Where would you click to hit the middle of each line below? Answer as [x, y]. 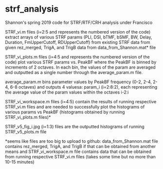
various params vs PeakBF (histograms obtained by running [65, 112]
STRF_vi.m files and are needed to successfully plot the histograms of [75, 107]
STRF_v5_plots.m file [26, 131]
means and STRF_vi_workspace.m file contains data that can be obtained [78, 151]
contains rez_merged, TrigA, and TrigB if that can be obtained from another [81, 146]
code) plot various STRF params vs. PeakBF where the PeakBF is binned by [81, 62]
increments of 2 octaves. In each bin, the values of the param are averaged [80, 67]
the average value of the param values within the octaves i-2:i [67, 92]
